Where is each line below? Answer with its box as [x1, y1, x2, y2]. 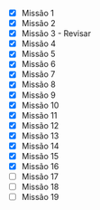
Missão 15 [21, 150, 59, 161]
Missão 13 [21, 130, 59, 141]
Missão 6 [21, 59, 56, 70]
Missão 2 [21, 18, 56, 29]
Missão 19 [21, 192, 59, 203]
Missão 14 [21, 140, 59, 151]
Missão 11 [21, 110, 58, 120]
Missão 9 [21, 90, 56, 100]
